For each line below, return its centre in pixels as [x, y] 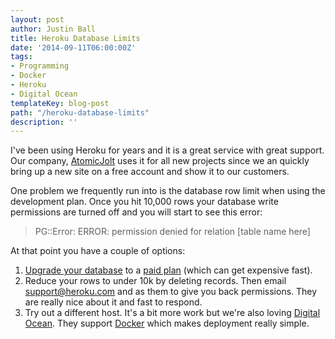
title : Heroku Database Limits [75, 38]
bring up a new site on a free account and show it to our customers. [150, 172]
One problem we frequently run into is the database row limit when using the [168, 191]
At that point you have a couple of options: [98, 251]
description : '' [44, 122]
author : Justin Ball [53, 29]
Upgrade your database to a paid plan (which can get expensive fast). [168, 270]
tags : [21, 57]
